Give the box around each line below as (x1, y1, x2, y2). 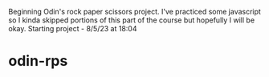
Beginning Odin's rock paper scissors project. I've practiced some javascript (8, 7, 261, 16)
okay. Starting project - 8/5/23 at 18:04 (8, 24, 137, 33)
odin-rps (8, 52, 68, 71)
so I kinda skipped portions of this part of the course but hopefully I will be (8, 15, 255, 25)
